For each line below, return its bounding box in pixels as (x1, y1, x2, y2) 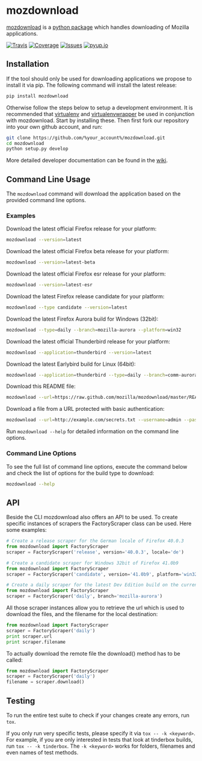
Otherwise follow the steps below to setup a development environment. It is (6, 103, 194, 111)
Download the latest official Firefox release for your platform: (6, 225, 157, 232)
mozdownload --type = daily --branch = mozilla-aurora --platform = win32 (6, 327, 182, 333)
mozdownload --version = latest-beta (6, 259, 96, 265)
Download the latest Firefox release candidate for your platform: (6, 292, 165, 300)
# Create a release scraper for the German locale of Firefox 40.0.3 (6, 538, 185, 544)
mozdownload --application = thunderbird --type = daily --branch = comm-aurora (6, 372, 198, 378)
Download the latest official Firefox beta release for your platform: (6, 248, 170, 255)
